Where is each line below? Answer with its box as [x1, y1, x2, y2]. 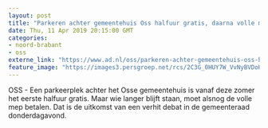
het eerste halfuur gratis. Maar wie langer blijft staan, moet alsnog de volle [8, 93, 253, 103]
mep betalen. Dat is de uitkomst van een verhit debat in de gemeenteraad [8, 102, 250, 111]
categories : [8, 33, 48, 42]
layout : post [8, 11, 52, 20]
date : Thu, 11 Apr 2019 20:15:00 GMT [8, 26, 134, 34]
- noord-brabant [8, 41, 62, 49]
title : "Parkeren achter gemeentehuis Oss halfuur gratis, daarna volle [8, 19, 255, 27]
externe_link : [8, 56, 56, 64]
